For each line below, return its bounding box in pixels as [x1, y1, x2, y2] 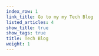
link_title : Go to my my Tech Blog [6, 14, 94, 20]
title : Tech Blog [6, 36, 49, 41]
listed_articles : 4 [6, 19, 54, 25]
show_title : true [6, 24, 49, 31]
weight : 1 [6, 41, 31, 47]
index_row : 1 [6, 8, 38, 15]
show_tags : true [6, 30, 46, 36]
